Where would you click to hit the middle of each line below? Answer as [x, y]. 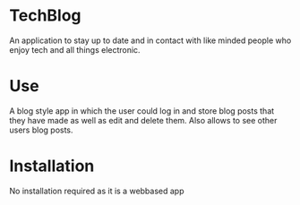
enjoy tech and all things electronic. [75, 49]
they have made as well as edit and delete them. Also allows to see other [143, 120]
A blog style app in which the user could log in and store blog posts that [142, 111]
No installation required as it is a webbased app [97, 191]
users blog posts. [41, 130]
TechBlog [46, 16]
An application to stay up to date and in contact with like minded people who [150, 40]
